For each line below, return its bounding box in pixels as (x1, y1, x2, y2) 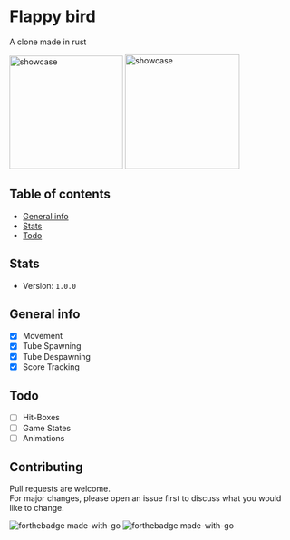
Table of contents (9, 187, 111, 202)
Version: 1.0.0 (22, 280, 77, 291)
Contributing (9, 459, 83, 475)
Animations (22, 432, 65, 443)
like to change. (9, 503, 65, 514)
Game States (22, 422, 71, 433)
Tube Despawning (22, 351, 91, 362)
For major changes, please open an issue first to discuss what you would (9, 493, 282, 504)
